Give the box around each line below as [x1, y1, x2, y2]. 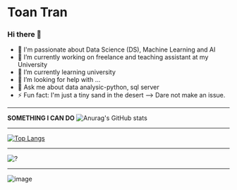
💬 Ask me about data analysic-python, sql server [17, 83, 160, 92]
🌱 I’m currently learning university [17, 68, 116, 76]
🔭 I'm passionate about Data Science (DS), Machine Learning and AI [17, 45, 216, 54]
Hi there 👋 [7, 30, 42, 40]
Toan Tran [7, 4, 68, 20]
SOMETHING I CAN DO [7, 114, 75, 122]
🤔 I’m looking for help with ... [17, 76, 101, 84]
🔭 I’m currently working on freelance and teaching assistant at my [17, 53, 209, 61]
